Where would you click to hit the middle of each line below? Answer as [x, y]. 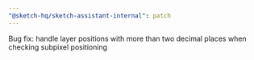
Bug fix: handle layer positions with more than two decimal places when [128, 38]
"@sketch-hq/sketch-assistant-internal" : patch [90, 16]
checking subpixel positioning [58, 47]
